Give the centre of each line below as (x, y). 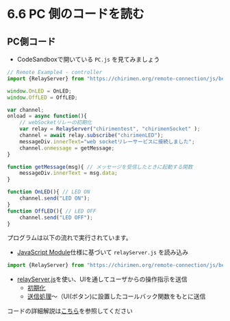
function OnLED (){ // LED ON (49, 192)
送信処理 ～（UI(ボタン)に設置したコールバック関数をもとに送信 (116, 296)
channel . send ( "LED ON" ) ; (55, 198)
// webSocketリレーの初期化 (56, 123)
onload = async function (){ (47, 116)
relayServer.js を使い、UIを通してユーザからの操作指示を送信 (102, 279)
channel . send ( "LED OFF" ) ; (56, 217)
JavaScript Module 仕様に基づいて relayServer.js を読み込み (103, 252)
